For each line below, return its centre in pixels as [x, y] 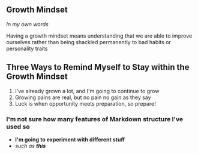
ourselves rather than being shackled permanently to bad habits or [88, 42]
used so [18, 127]
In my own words [28, 24]
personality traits [27, 48]
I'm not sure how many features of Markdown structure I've [95, 119]
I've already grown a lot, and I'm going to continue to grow [87, 91]
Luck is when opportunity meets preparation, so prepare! [85, 103]
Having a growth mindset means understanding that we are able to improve [99, 36]
